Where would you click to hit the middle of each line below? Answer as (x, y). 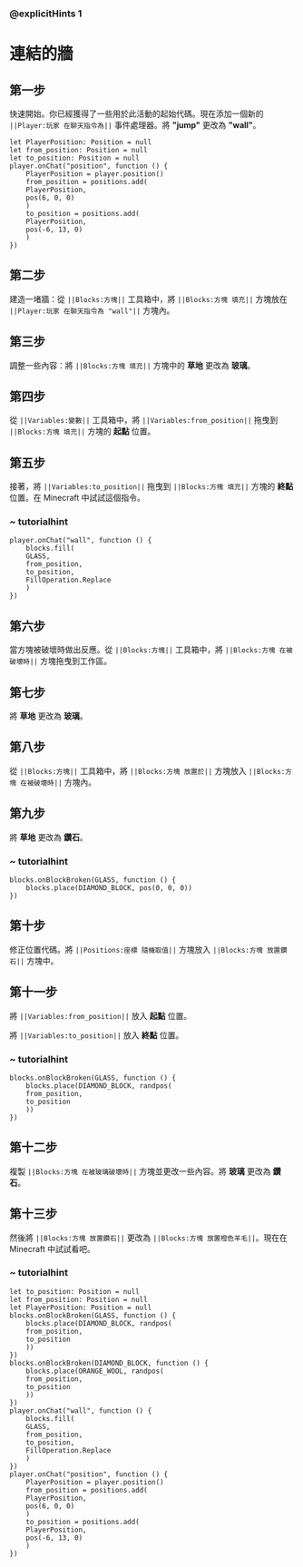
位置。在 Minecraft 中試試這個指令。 (77, 498)
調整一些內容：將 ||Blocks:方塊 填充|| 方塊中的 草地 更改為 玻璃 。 (132, 365)
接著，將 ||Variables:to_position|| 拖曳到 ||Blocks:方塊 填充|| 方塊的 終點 (151, 486)
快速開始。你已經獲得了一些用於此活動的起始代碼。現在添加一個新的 (137, 113)
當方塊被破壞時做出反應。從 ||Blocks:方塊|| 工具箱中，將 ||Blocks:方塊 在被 (151, 650)
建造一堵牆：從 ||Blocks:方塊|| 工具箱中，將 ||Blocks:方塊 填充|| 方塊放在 (148, 299)
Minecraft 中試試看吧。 (52, 1249)
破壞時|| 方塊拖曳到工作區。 (60, 661)
